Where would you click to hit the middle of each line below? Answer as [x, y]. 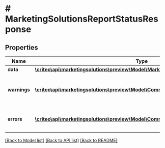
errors [15, 119]
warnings [19, 90]
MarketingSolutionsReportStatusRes [82, 19]
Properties [22, 47]
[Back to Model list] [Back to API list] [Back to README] [61, 140]
